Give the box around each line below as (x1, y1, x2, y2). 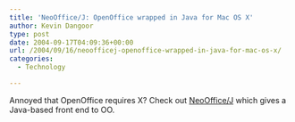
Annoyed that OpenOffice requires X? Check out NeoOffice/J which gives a (9, 94, 287, 105)
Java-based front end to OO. (9, 104, 115, 115)
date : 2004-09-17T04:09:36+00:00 (9, 37, 134, 47)
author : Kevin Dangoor (9, 21, 94, 30)
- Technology (17, 63, 66, 72)
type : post (9, 29, 50, 38)
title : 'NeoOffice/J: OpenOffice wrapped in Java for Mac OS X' (9, 12, 254, 22)
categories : (9, 54, 54, 63)
